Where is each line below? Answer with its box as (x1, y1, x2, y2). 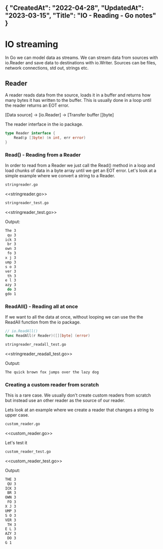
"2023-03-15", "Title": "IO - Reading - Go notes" (5, 12, 157, 20)
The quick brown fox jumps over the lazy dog (5, 370, 99, 375)
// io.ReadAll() (5, 329, 38, 334)
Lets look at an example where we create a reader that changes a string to (5, 407, 154, 413)
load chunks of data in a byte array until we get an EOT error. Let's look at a (5, 168, 157, 173)
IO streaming (5, 38, 58, 50)
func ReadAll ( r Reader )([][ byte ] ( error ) (5, 333, 91, 338)
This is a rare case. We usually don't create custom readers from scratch (5, 392, 151, 398)
